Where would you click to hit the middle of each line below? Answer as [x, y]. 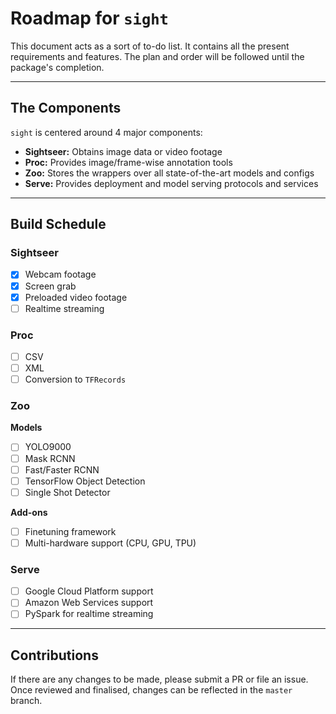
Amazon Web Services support [89, 603]
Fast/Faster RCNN [62, 469]
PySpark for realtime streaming [89, 614]
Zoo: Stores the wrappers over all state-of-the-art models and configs [169, 173]
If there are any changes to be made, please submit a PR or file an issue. [159, 679]
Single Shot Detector [67, 492]
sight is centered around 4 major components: [106, 132]
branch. [26, 701]
